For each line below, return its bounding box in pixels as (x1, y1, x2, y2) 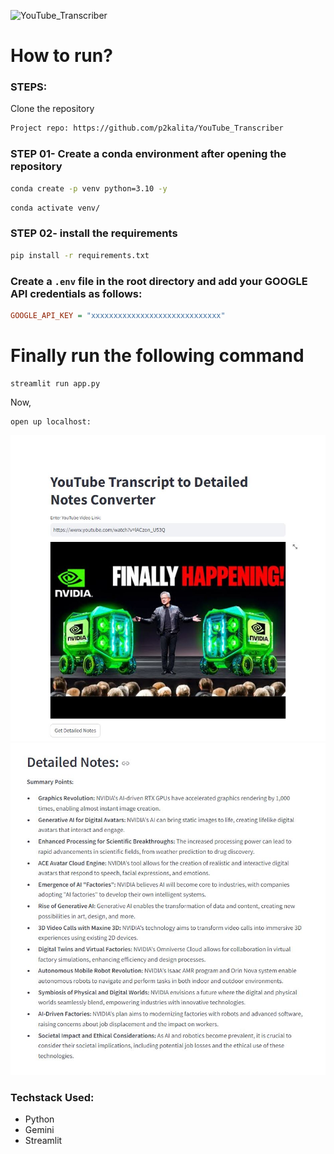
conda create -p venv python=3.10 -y (10, 183, 168, 194)
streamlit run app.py (10, 378, 101, 389)
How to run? (10, 45, 113, 67)
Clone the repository (10, 103, 95, 115)
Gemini (24, 1124, 55, 1136)
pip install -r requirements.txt (10, 250, 150, 260)
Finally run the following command (10, 344, 305, 367)
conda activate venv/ (10, 203, 101, 213)
